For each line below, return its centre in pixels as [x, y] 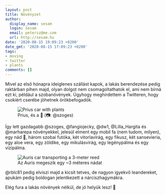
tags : [11, 51]
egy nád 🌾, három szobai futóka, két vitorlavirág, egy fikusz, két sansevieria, [83, 137]
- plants [14, 65]
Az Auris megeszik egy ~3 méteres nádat [60, 163]
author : [13, 19]
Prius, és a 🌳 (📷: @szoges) [45, 115]
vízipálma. [16, 148]
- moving [14, 56]
